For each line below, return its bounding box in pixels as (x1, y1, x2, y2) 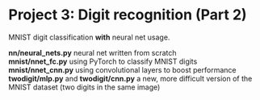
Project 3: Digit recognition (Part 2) (8, 6, 248, 24)
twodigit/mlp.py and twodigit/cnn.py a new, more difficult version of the (8, 73, 253, 83)
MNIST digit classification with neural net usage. (8, 32, 170, 42)
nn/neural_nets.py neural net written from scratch (8, 48, 177, 57)
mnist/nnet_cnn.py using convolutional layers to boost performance (8, 65, 237, 74)
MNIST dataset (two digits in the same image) (8, 82, 161, 92)
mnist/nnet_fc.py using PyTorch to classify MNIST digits (8, 56, 198, 66)
